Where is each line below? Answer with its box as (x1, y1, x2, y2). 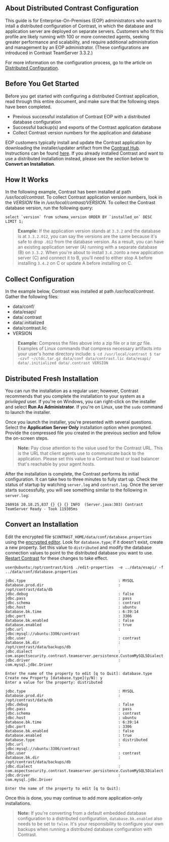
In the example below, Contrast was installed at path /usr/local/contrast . (5, 288, 155, 295)
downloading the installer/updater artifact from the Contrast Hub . (5, 145, 140, 151)
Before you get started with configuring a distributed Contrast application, (5, 93, 159, 99)
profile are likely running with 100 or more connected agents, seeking (5, 33, 149, 39)
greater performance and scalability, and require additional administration (5, 39, 158, 45)
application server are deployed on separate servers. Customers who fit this (5, 28, 163, 34)
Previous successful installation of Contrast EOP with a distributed (12, 113, 150, 119)
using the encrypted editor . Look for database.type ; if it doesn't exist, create (5, 539, 163, 545)
